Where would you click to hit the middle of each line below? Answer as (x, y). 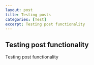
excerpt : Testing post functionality (45, 24)
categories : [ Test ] (26, 19)
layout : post (19, 10)
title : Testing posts (28, 15)
